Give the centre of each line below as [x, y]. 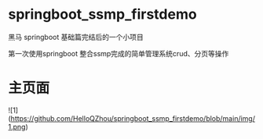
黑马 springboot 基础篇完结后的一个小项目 [76, 37]
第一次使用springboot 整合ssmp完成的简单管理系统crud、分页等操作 [119, 53]
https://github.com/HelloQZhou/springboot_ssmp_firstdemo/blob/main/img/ [133, 118]
